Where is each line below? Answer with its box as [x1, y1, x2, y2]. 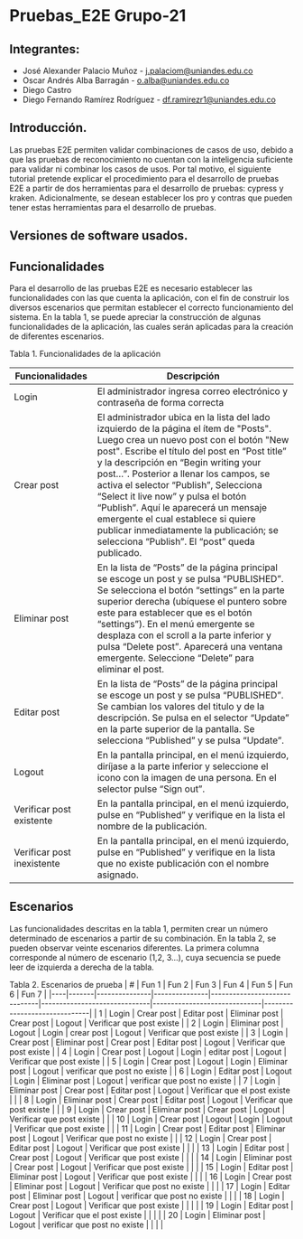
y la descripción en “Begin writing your [96, 456, 262, 469]
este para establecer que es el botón [96, 606, 252, 619]
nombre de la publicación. [96, 820, 207, 832]
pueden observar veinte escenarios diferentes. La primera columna [9, 942, 260, 953]
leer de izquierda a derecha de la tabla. [9, 962, 155, 972]
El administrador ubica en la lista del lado [96, 411, 271, 424]
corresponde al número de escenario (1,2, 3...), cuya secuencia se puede [9, 952, 281, 962]
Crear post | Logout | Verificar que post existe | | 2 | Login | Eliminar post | [9, 1018, 284, 1028]
